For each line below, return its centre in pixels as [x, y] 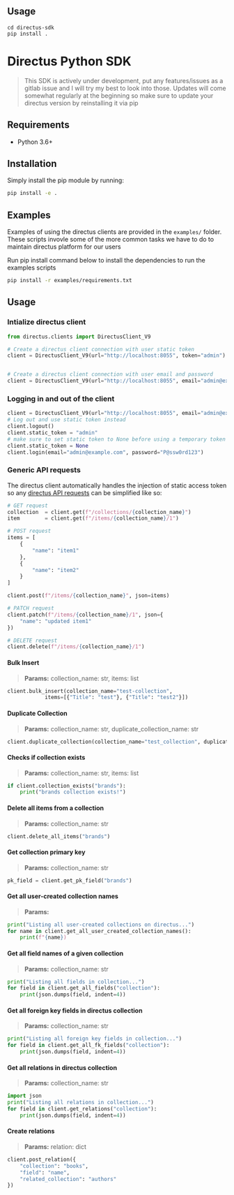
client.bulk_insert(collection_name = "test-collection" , [90, 691]
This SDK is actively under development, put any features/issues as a [124, 80]
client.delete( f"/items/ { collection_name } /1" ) [76, 647]
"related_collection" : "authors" [68, 1179]
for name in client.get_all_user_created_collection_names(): [99, 931]
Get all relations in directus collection [62, 1067]
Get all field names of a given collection [65, 953]
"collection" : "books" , [54, 1166]
